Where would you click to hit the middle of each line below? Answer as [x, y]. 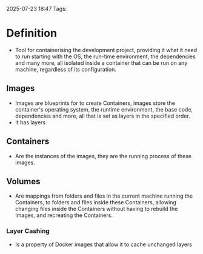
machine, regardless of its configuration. [66, 69]
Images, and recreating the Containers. [64, 215]
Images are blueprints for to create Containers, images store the [95, 103]
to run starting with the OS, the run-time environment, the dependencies [105, 56]
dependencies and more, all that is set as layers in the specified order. [102, 116]
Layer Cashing [28, 231]
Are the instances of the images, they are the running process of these [103, 156]
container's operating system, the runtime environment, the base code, [104, 109]
